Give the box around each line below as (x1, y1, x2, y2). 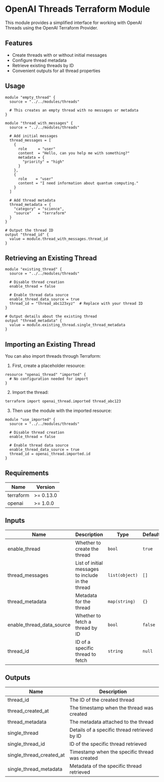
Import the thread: (12, 390, 49, 395)
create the (75, 545, 99, 552)
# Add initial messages (9, 133, 58, 138)
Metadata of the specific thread (69, 762, 142, 769)
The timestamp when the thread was (69, 704, 154, 711)
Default (142, 531, 160, 538)
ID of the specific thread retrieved (69, 740, 147, 747)
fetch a (75, 618, 91, 625)
